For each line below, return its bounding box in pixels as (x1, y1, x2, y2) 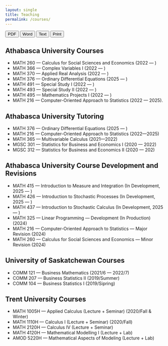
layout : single (5, 7, 37, 13)
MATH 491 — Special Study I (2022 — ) (12, 81, 95, 87)
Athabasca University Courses (5, 46, 104, 55)
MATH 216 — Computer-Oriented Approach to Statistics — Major (12, 225, 148, 232)
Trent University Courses (5, 295, 86, 304)
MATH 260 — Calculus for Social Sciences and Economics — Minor (12, 236, 153, 242)
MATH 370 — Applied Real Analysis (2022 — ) (12, 71, 109, 77)
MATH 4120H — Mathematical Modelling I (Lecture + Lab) (12, 330, 133, 336)
